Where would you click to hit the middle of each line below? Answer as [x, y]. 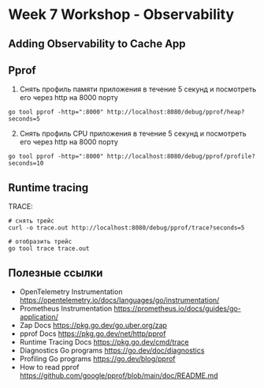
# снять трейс [32, 221]
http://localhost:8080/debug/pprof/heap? [176, 112]
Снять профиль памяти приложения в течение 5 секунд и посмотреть [138, 89]
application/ [39, 317]
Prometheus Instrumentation [66, 308]
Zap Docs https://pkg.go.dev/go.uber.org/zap [93, 326]
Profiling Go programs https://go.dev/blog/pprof [97, 359]
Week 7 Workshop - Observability [121, 15]
